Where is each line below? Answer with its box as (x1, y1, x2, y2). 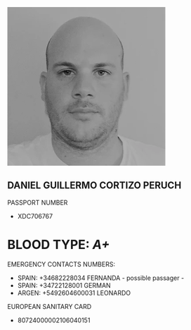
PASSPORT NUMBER (7, 198, 68, 207)
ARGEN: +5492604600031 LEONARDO (17, 288, 131, 297)
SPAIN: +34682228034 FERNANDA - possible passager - (17, 274, 185, 282)
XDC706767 (17, 212, 53, 220)
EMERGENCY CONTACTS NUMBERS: (7, 259, 116, 268)
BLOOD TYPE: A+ (7, 237, 110, 252)
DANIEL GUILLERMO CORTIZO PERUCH (7, 180, 182, 192)
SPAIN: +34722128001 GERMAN (17, 281, 111, 289)
